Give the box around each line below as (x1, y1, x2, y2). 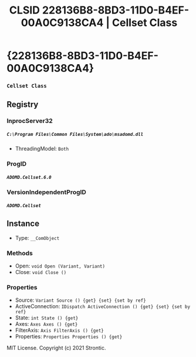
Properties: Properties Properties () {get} (15, 333, 123, 340)
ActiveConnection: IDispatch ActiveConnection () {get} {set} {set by (15, 303, 190, 310)
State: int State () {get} (15, 314, 79, 321)
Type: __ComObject (15, 234, 60, 241)
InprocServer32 (6, 117, 53, 125)
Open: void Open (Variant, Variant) (15, 262, 105, 269)
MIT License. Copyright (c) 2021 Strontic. (6, 345, 106, 352)
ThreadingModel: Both (15, 145, 69, 152)
